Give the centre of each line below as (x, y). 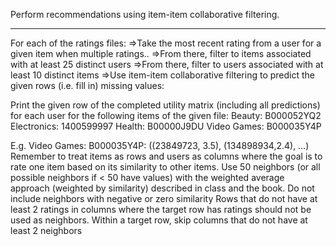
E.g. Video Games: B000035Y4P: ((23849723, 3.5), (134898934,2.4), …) (160, 145)
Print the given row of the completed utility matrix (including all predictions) (165, 105)
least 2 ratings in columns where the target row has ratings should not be (161, 209)
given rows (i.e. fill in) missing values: (87, 85)
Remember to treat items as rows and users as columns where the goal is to (166, 156)
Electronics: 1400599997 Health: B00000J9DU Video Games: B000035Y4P (166, 126)
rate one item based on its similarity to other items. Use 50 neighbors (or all (165, 167)
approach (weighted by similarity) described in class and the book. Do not (162, 188)
